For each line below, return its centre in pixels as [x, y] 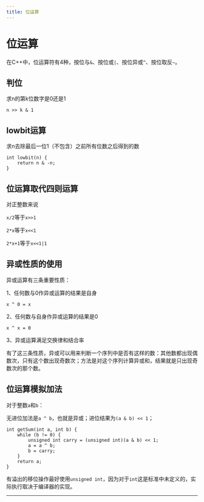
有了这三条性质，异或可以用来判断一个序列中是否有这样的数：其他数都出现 [99, 353]
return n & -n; [36, 163]
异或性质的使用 [34, 264]
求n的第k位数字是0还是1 [36, 99]
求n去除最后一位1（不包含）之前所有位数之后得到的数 [73, 146]
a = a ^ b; [42, 445]
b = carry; [42, 451]
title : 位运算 [23, 12]
